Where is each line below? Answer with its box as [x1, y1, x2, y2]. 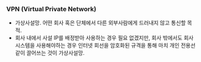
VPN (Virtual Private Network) [6, 5, 97, 13]
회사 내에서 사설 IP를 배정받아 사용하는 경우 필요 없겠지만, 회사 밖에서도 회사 [14, 34, 194, 42]
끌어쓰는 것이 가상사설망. [26, 49, 85, 57]
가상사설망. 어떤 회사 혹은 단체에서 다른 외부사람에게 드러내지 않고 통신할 [14, 19, 186, 26]
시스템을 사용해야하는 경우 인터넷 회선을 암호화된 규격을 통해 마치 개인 [14, 42, 180, 49]
